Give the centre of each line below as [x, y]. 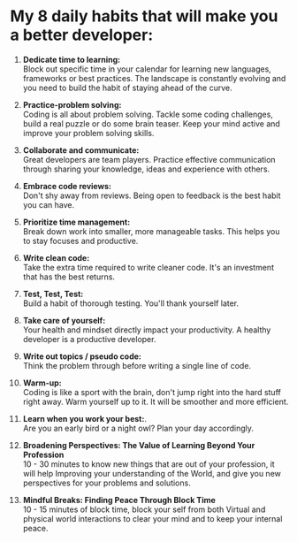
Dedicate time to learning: [72, 59]
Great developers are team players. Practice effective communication [149, 159]
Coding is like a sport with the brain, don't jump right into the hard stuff [152, 392]
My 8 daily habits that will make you [144, 16]
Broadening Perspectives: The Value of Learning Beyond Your [139, 445]
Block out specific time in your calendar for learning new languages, [147, 69]
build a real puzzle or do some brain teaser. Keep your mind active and [152, 123]
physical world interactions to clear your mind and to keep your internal [152, 518]
